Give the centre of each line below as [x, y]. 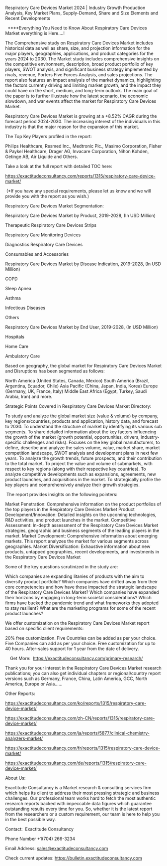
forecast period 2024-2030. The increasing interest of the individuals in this [83, 121]
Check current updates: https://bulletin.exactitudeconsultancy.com [74, 858]
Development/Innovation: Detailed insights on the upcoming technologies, [81, 515]
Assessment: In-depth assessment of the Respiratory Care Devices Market [82, 525]
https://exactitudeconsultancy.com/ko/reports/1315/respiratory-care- [76, 703]
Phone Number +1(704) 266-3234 [40, 839]
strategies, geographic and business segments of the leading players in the [82, 530]
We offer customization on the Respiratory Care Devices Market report [78, 623]
